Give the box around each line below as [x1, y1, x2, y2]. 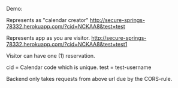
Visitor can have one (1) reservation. [6, 52, 95, 59]
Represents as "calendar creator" [6, 17, 89, 23]
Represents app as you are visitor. [6, 34, 90, 41]
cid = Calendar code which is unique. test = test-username [6, 64, 152, 71]
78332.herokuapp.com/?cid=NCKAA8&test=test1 [6, 41, 128, 48]
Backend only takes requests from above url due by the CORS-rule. [6, 76, 173, 82]
